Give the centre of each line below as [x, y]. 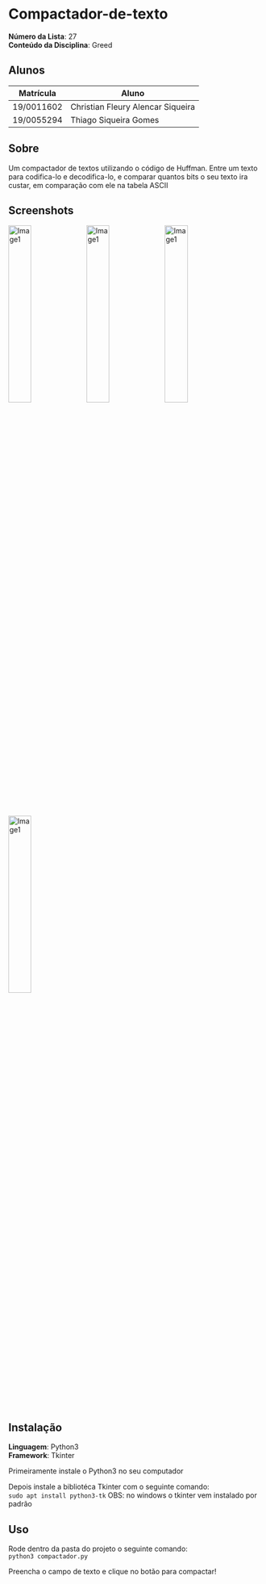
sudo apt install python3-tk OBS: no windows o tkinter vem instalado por [133, 1495]
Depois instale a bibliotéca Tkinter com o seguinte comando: [109, 1487]
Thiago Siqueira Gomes [115, 119]
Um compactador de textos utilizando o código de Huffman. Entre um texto [133, 168]
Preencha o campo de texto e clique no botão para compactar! [112, 1571]
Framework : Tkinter [42, 1456]
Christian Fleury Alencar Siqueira [133, 107]
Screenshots [41, 210]
